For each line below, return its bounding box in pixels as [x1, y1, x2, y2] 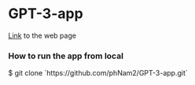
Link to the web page [8, 31, 77, 40]
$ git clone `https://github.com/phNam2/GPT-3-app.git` [8, 68, 189, 78]
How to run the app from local [8, 50, 124, 61]
